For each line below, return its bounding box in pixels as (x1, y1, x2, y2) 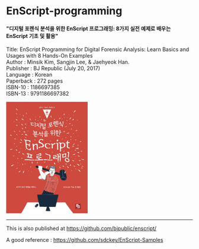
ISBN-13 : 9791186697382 (6, 90, 69, 97)
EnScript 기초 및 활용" (6, 32, 59, 39)
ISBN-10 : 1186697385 (6, 84, 60, 91)
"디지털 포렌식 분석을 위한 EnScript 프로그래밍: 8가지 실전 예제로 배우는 (6, 25, 171, 32)
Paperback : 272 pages (6, 77, 63, 84)
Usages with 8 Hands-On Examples (6, 52, 93, 59)
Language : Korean (6, 71, 53, 78)
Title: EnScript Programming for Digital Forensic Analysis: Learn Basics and (6, 46, 190, 53)
